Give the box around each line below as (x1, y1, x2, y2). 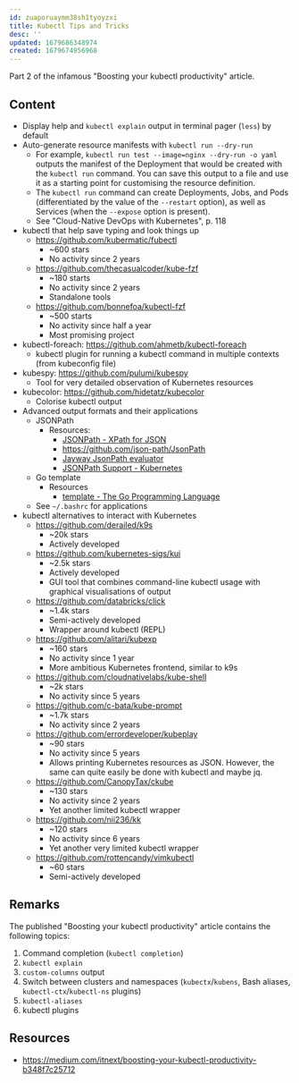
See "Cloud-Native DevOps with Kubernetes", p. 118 (35, 216, 227, 226)
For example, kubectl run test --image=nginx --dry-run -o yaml (35, 148, 278, 159)
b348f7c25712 (21, 1063, 76, 1074)
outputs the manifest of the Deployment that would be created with (35, 158, 283, 169)
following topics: (9, 930, 70, 941)
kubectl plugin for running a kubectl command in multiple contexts (35, 348, 279, 359)
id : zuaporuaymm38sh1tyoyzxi (9, 13, 118, 22)
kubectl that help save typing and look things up (21, 224, 199, 235)
